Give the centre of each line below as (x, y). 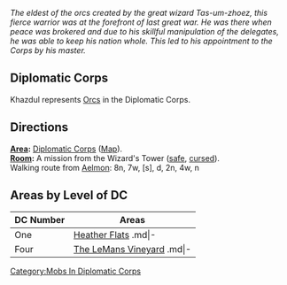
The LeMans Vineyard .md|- (132, 250)
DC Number (40, 220)
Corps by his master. (48, 50)
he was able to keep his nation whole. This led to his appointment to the (141, 41)
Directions (39, 127)
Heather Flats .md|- (115, 235)
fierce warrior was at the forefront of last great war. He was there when (141, 22)
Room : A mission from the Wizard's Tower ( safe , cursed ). (115, 158)
